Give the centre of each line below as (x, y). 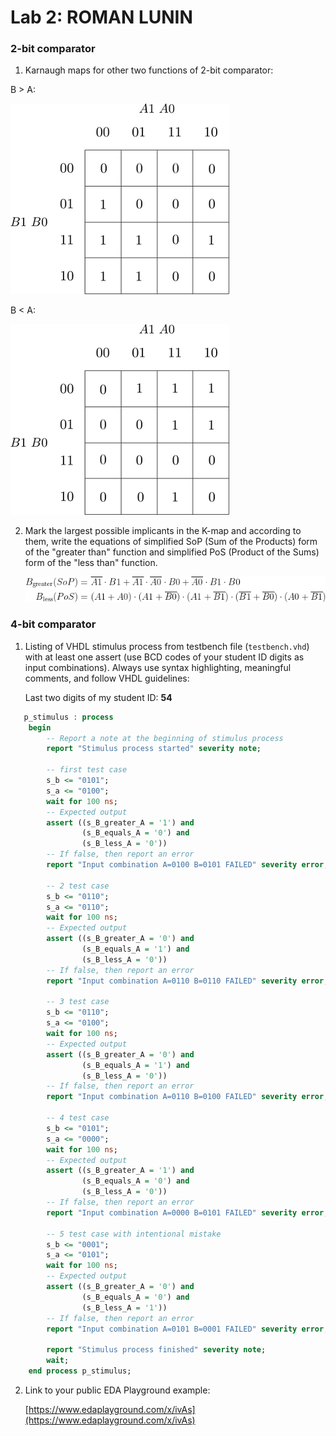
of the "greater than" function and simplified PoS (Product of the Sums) (172, 552)
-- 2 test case (78, 886)
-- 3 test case (78, 1002)
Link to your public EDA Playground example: (117, 1390)
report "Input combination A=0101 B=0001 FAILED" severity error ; (187, 1329)
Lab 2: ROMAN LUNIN (101, 17)
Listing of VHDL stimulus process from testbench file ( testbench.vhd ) (167, 646)
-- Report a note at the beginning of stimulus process (165, 738)
